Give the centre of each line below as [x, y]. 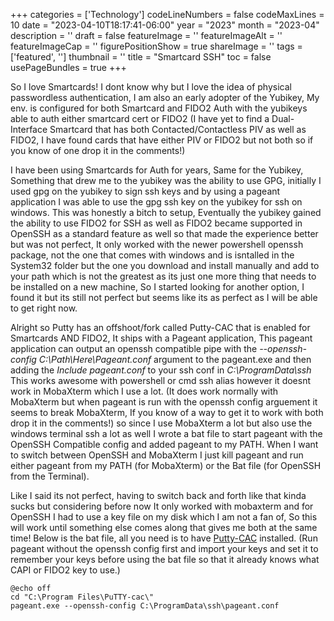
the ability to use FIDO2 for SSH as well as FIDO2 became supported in [156, 223]
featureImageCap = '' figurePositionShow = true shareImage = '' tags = [156, 46]
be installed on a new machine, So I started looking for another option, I [157, 287]
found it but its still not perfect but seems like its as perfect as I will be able [164, 297]
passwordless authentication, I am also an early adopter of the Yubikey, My [165, 97]
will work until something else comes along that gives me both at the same [164, 527]
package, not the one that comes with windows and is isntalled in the [152, 255]
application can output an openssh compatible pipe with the [134, 348]
